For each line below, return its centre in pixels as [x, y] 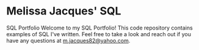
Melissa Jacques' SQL [64, 11]
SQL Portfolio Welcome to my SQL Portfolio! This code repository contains [100, 28]
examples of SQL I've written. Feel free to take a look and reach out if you [99, 34]
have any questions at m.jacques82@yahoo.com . [68, 40]
